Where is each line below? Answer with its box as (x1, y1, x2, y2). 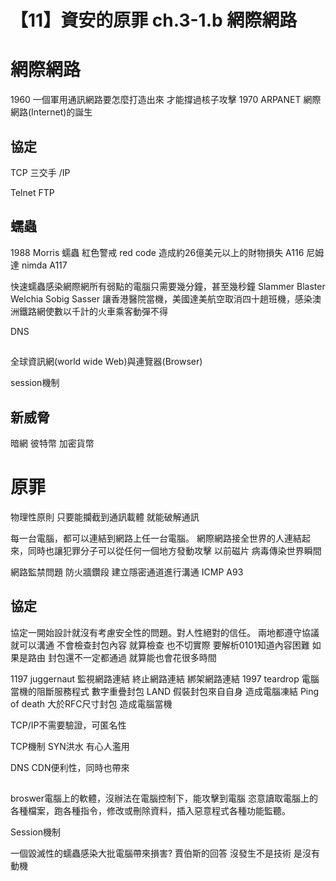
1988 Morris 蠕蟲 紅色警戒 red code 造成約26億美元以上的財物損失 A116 (10, 246, 305, 258)
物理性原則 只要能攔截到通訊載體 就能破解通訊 (10, 511, 200, 523)
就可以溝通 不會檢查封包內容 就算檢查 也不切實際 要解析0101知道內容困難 (10, 639, 310, 651)
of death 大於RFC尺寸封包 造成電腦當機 (10, 697, 173, 710)
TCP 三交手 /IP (10, 166, 71, 178)
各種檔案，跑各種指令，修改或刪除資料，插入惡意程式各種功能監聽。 (10, 805, 291, 817)
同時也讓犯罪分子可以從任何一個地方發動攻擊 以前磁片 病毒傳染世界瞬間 (27, 544, 322, 556)
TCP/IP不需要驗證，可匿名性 (10, 719, 127, 731)
